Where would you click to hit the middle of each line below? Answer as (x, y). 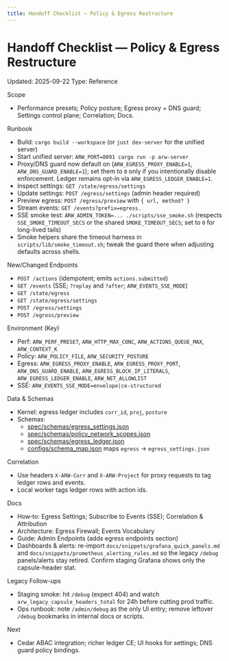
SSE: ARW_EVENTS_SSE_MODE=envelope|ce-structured (89, 385)
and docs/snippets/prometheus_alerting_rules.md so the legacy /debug (118, 553)
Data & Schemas (31, 398)
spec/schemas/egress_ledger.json (76, 441)
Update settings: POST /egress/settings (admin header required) (109, 193)
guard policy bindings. (48, 650)
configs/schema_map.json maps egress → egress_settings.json (119, 448)
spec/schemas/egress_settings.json (78, 426)
